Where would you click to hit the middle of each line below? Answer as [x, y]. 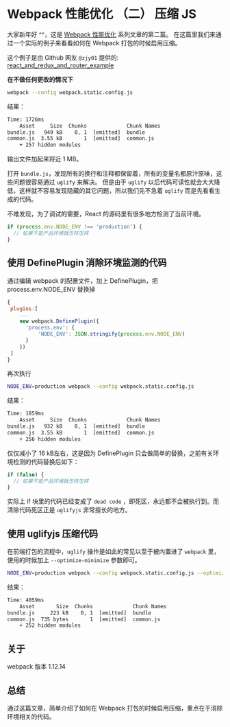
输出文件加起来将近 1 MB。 [45, 159]
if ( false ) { [26, 474]
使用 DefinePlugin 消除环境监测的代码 [87, 263]
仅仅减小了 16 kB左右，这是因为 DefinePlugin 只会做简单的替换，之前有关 [110, 453]
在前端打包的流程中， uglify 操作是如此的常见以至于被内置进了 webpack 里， [114, 552]
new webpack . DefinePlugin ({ [59, 321]
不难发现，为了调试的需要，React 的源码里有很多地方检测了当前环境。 [106, 214]
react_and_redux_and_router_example [61, 65]
